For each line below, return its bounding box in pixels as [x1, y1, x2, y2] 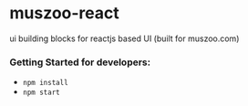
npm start [22, 88, 61, 98]
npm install [22, 79, 68, 88]
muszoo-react [9, 3, 120, 24]
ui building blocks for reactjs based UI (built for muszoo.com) [9, 33, 240, 44]
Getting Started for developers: [9, 56, 151, 69]
